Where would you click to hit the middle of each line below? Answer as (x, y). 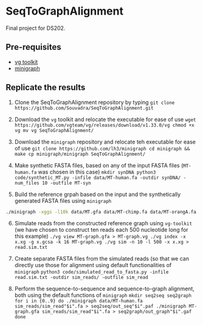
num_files (27, 183)
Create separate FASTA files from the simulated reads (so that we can (102, 259)
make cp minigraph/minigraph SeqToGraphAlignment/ (80, 154)
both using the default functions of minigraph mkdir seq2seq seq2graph (103, 295)
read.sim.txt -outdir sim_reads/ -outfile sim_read (81, 278)
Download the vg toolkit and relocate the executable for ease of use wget (105, 119)
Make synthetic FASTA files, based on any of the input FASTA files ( (99, 165)
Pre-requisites (33, 47)
